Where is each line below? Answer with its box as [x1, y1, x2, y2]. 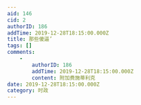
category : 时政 [7, 87, 49, 94]
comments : [7, 49, 36, 56]
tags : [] [7, 42, 32, 49]
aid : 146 [7, 10, 32, 17]
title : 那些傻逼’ [7, 36, 53, 43]
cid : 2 [7, 17, 26, 23]
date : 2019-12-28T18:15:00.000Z [7, 81, 100, 88]
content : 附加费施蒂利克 [32, 74, 96, 82]
